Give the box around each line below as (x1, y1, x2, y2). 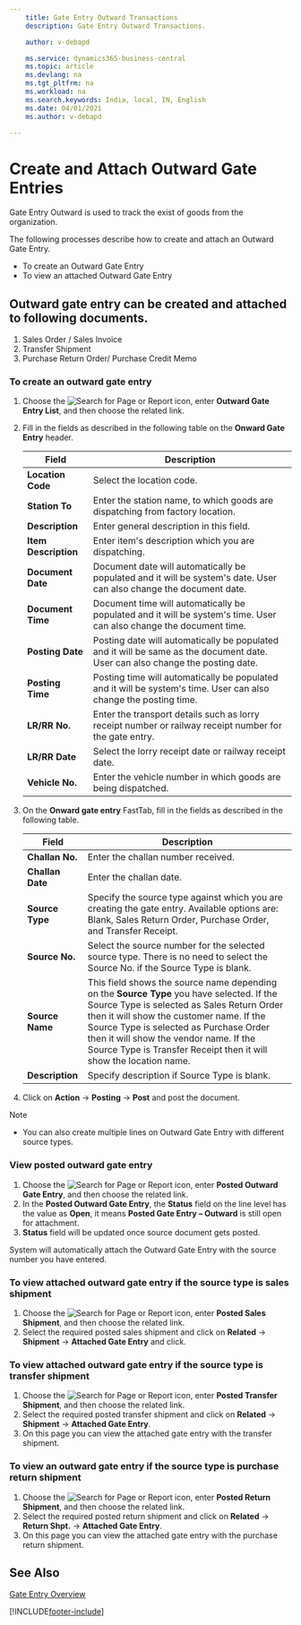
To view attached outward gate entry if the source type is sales (9, 1276, 289, 1288)
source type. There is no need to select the (87, 950, 269, 963)
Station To (26, 500, 73, 512)
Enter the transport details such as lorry (92, 709, 260, 721)
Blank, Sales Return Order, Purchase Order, (87, 914, 270, 926)
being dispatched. (92, 782, 169, 795)
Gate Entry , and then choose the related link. (21, 1189, 189, 1199)
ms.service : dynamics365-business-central (25, 54, 186, 63)
